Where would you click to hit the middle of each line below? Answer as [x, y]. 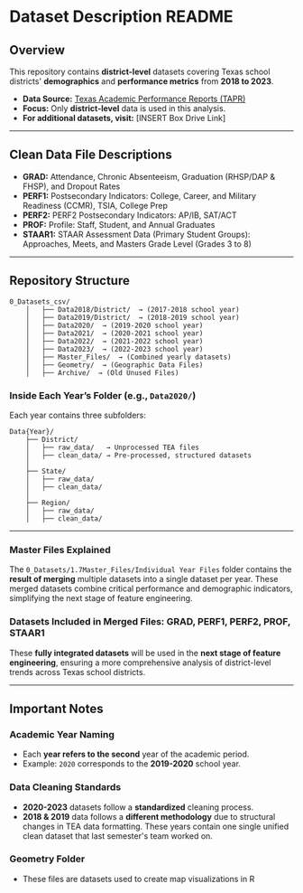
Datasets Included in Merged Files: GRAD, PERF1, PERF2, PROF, [150, 622]
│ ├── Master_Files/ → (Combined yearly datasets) [129, 357]
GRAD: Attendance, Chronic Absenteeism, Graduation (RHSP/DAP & [149, 176]
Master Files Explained [60, 550]
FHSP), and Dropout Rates [71, 186]
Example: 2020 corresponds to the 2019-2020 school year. [132, 764]
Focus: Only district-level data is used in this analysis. [124, 108]
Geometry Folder [47, 859]
